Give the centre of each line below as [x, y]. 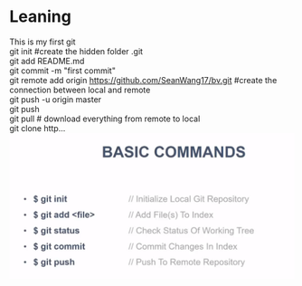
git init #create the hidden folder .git [76, 51]
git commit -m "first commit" [62, 71]
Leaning [41, 17]
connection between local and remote [80, 90]
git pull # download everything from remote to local [105, 119]
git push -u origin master [56, 99]
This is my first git [42, 42]
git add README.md [47, 61]
